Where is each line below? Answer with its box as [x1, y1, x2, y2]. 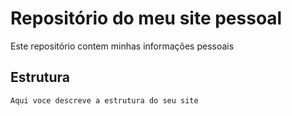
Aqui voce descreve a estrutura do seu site [10, 95, 199, 106]
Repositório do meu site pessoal [10, 7, 283, 30]
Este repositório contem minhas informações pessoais [10, 40, 235, 52]
